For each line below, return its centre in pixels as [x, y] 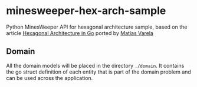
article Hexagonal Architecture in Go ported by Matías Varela [80, 33]
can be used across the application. [50, 78]
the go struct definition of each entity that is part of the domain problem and [99, 72]
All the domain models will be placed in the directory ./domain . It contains [95, 65]
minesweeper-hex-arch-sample [86, 11]
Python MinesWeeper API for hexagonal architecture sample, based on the [97, 27]
